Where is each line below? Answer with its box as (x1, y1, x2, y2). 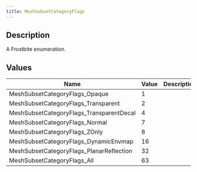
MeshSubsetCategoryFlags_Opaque (9, 90, 109, 98)
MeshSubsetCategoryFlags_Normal (9, 118, 107, 126)
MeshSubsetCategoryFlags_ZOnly (9, 128, 104, 136)
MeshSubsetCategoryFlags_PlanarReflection (9, 147, 133, 155)
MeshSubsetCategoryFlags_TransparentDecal (9, 109, 136, 117)
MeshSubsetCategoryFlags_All (9, 156, 94, 164)
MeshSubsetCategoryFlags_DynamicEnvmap (9, 137, 134, 146)
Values (6, 63, 32, 73)
